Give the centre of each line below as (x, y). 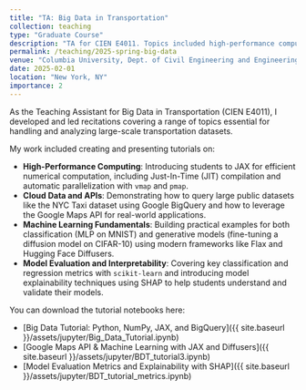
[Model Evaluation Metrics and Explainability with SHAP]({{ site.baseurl (156, 366)
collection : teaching (51, 26)
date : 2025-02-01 (42, 69)
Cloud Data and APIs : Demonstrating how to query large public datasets (158, 195)
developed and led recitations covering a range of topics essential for (140, 121)
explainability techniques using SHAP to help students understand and (154, 282)
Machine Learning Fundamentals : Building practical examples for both (156, 224)
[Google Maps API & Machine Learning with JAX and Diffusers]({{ (146, 346)
